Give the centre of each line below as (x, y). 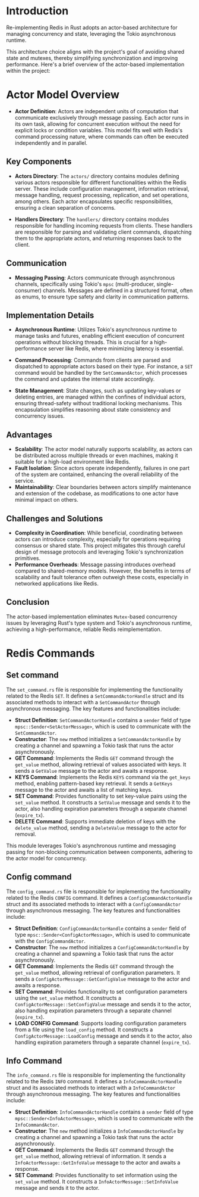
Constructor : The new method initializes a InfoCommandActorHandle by (99, 1131)
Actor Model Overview (63, 95)
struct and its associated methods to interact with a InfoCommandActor (91, 1088)
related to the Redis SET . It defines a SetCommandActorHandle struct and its (95, 696)
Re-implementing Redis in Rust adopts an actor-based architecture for (92, 27)
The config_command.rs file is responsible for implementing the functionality (99, 891)
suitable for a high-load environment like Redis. (72, 462)
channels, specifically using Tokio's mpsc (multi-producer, (85, 284)
